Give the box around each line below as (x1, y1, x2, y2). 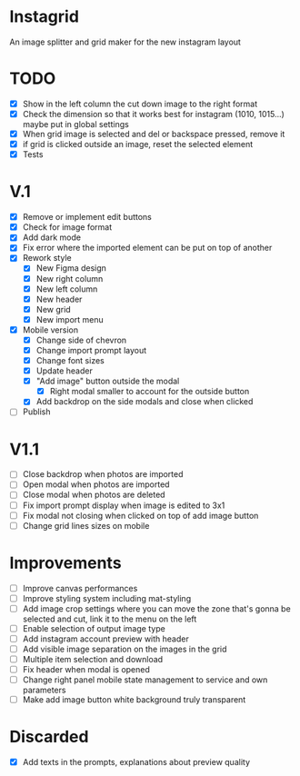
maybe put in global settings (22, 119, 129, 129)
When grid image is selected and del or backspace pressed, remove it (22, 129, 285, 139)
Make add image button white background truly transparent (22, 694, 246, 705)
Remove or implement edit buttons (22, 212, 152, 223)
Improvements (9, 552, 122, 573)
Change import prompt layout (35, 344, 147, 355)
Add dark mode (22, 232, 82, 243)
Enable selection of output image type (22, 622, 165, 633)
